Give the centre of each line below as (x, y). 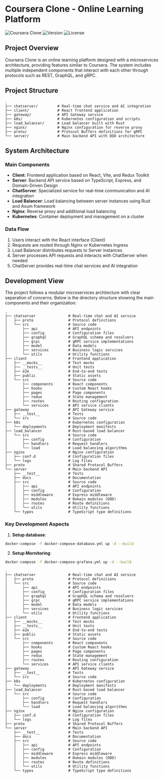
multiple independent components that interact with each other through (77, 70)
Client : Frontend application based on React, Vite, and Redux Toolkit (81, 175)
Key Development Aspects (37, 524)
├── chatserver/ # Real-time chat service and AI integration (78, 106)
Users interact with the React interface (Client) (59, 240)
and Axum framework (34, 206)
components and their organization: (41, 303)
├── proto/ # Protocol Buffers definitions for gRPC (74, 132)
